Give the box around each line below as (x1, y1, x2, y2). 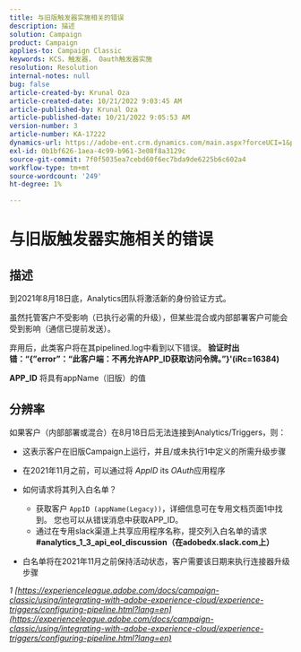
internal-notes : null (9, 72, 90, 81)
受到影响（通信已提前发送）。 (9, 324, 116, 335)
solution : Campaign (9, 30, 82, 39)
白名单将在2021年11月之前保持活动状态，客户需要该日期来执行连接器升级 (21, 555, 290, 566)
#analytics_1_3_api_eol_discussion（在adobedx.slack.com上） (35, 536, 275, 547)
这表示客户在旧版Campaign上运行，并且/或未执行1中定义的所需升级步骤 (21, 446, 287, 456)
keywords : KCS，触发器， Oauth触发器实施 (9, 55, 152, 64)
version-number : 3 (9, 122, 78, 131)
